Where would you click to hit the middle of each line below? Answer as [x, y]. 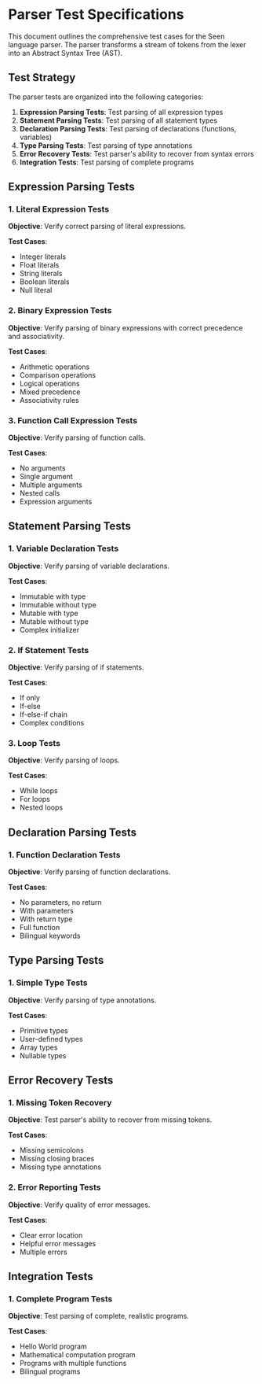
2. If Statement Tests [49, 650]
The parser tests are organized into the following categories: [106, 97]
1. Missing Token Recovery [60, 1103]
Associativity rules [49, 400]
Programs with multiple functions [73, 1364]
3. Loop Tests [35, 743]
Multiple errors [44, 1252]
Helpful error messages [58, 1243]
